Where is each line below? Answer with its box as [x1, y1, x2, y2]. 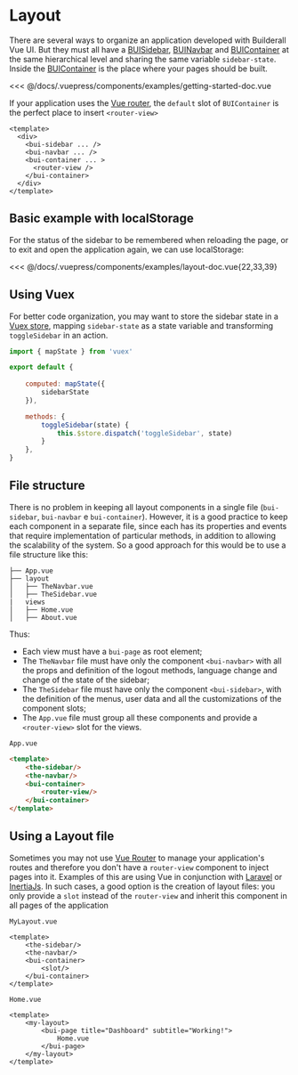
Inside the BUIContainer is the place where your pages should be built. [9, 63, 269, 74]
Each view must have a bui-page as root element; [21, 646, 203, 656]
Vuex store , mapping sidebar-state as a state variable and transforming [9, 320, 274, 330]
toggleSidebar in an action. [9, 330, 109, 340]
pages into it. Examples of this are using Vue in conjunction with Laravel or [9, 871, 283, 882]
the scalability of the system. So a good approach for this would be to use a [9, 540, 286, 550]
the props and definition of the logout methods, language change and [21, 664, 278, 675]
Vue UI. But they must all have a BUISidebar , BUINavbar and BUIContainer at [9, 44, 289, 54]
